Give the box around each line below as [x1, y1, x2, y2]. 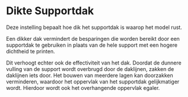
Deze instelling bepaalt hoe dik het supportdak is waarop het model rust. [6, 24, 183, 31]
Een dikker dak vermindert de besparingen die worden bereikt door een [6, 35, 180, 42]
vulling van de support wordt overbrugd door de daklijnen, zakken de [6, 65, 174, 72]
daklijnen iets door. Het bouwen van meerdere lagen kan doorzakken [6, 72, 173, 79]
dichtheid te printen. [6, 47, 55, 54]
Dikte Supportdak [6, 4, 94, 18]
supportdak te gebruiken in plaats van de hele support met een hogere [6, 41, 178, 48]
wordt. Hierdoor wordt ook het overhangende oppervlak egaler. [6, 84, 160, 91]
